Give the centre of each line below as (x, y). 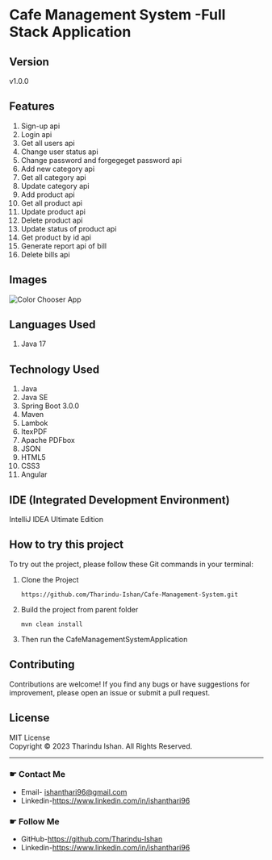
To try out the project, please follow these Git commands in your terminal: (131, 564)
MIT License (30, 737)
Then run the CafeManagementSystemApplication (104, 639)
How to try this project (67, 545)
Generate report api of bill (64, 246)
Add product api (48, 194)
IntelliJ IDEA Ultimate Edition (56, 520)
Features (32, 106)
